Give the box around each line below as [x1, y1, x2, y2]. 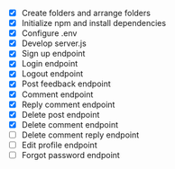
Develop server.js [21, 38, 87, 49]
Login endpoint [21, 58, 78, 69]
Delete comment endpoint [21, 119, 119, 129]
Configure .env [21, 28, 78, 39]
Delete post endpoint [21, 109, 100, 120]
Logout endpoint [21, 68, 84, 79]
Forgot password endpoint [21, 149, 121, 160]
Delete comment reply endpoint [21, 129, 140, 140]
